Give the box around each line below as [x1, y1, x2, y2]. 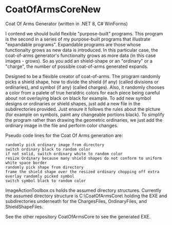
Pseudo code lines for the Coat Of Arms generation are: [5, 132, 123, 138]
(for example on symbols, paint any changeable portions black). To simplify [5, 111, 165, 118]
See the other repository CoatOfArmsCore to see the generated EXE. [5, 213, 151, 219]
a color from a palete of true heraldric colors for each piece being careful [5, 89, 160, 96]
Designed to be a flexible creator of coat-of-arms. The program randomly [5, 73, 161, 79]
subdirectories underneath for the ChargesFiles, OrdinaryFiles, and [5, 198, 147, 204]
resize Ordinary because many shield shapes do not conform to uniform [5, 156, 162, 161]
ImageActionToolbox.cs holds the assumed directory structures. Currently [5, 187, 162, 193]
